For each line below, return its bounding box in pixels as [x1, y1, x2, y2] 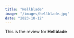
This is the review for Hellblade [5, 29, 67, 35]
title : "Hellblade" [5, 7, 44, 12]
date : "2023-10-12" [5, 16, 44, 20]
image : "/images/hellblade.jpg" [5, 11, 70, 16]
